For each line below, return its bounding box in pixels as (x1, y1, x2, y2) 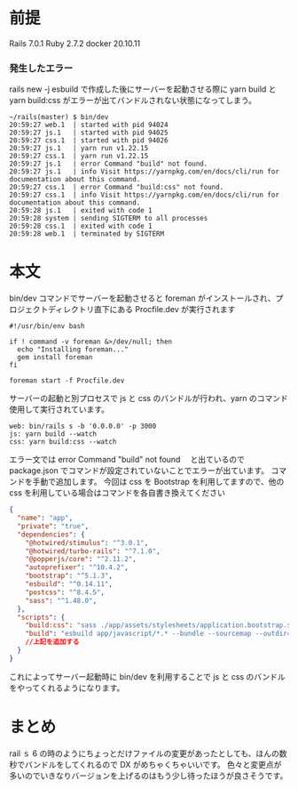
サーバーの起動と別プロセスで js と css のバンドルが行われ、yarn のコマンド (9, 393, 288, 404)
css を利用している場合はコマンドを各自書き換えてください (9, 487, 226, 498)
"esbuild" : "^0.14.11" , (25, 580, 114, 589)
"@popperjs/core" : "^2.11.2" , (25, 555, 137, 564)
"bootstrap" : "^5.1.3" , (25, 571, 114, 581)
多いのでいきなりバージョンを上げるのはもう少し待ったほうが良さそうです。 (9, 770, 288, 781)
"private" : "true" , (17, 521, 90, 530)
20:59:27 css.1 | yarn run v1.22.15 (9, 152, 149, 161)
